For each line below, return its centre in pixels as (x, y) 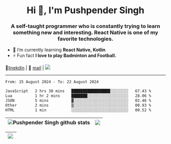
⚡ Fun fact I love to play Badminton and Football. (64, 56)
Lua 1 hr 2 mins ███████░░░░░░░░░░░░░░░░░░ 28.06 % (78, 96)
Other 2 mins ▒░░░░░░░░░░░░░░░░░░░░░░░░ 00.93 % (78, 105)
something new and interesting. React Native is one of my (85, 32)
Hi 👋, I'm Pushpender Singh (85, 10)
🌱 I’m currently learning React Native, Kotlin (59, 50)
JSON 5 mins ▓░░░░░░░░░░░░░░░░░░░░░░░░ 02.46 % (78, 101)
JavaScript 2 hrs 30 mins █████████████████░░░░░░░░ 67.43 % (78, 91)
